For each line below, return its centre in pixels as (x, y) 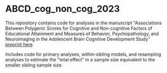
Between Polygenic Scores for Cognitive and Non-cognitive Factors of (79, 28)
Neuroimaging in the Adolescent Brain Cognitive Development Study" (78, 39)
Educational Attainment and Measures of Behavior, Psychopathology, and (82, 33)
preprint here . (20, 44)
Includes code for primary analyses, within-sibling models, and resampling (83, 54)
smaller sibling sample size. (34, 65)
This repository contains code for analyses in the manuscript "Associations (83, 23)
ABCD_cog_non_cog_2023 (63, 9)
